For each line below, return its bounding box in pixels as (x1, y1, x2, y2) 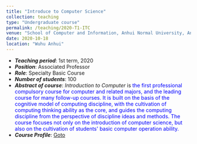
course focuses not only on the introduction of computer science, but (14, 119, 183, 126)
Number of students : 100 (14, 75, 77, 82)
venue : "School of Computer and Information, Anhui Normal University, (6, 30, 185, 36)
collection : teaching (6, 14, 59, 20)
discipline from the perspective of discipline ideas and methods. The (14, 113, 181, 120)
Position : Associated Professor (14, 63, 90, 70)
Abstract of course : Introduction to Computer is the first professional (14, 82, 183, 89)
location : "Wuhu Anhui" (6, 41, 64, 47)
